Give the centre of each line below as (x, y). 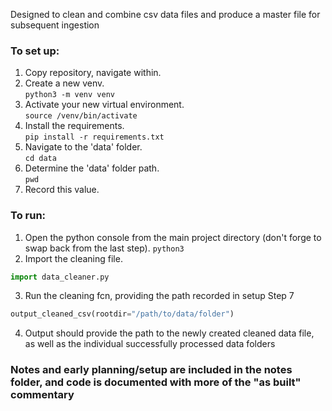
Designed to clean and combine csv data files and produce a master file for (165, 14)
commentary (42, 395)
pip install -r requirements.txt (94, 137)
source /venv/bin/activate (81, 116)
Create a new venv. (64, 83)
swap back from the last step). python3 (104, 248)
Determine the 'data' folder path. (92, 168)
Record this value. (62, 190)
